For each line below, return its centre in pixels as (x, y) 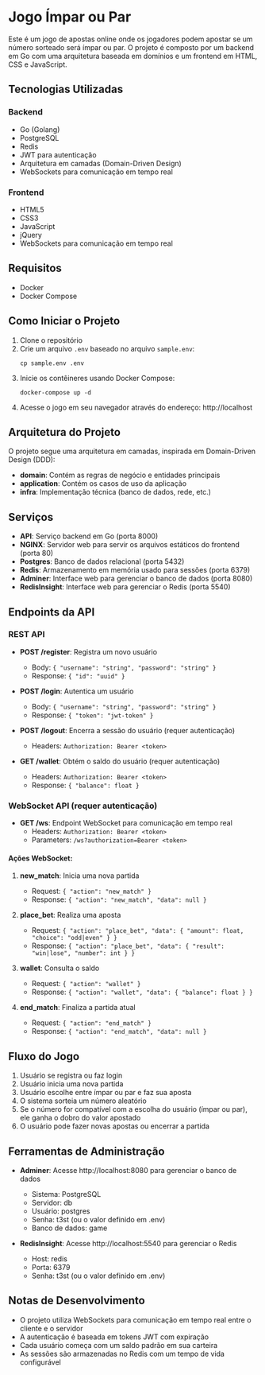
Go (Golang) (40, 129)
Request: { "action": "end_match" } (92, 1023)
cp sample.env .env (52, 363)
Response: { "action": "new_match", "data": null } (119, 899)
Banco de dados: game (69, 1228)
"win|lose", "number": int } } (83, 954)
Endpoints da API (52, 612)
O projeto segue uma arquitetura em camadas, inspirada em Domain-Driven (132, 451)
